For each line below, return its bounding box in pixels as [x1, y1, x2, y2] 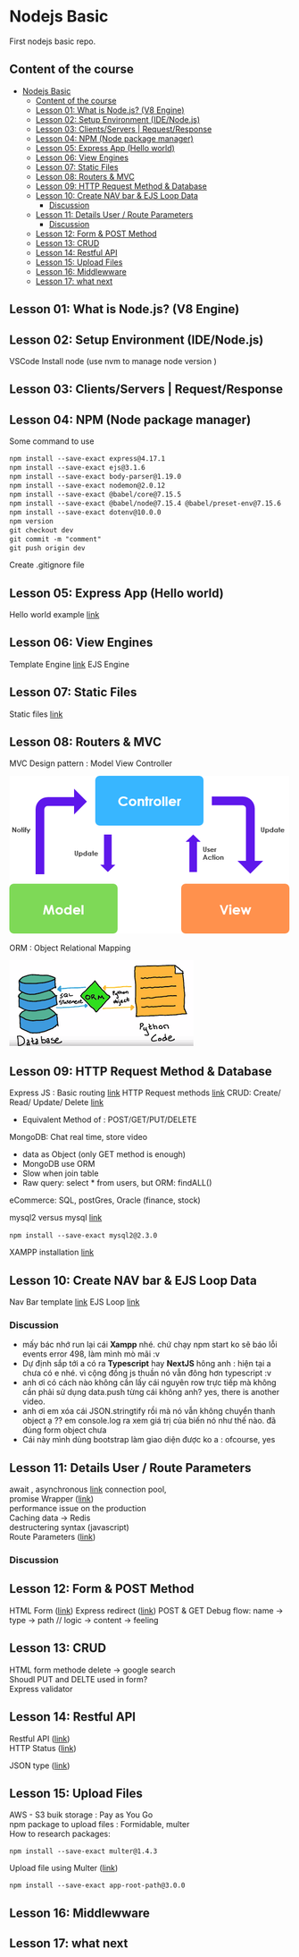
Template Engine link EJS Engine [9, 659, 129, 669]
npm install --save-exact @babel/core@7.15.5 [9, 490, 181, 499]
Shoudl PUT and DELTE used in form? [9, 1673, 148, 1684]
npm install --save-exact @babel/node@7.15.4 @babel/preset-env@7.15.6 [9, 499, 281, 508]
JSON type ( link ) [9, 1760, 71, 1771]
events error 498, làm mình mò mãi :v [21, 1349, 161, 1359]
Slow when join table [21, 1168, 99, 1178]
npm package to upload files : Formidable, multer [9, 1819, 190, 1830]
